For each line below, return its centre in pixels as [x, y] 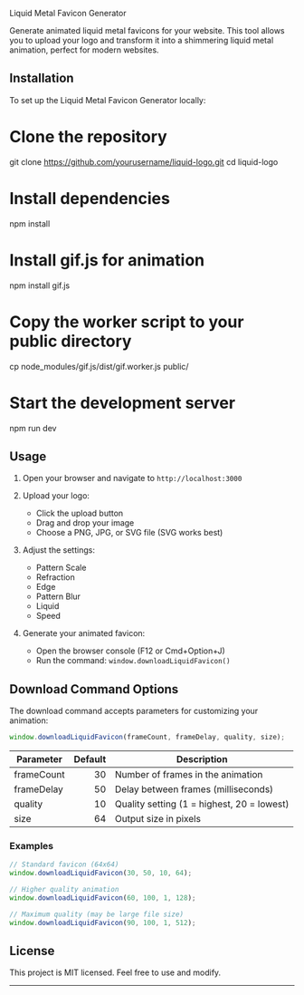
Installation [42, 78]
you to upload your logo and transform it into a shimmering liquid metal [142, 40]
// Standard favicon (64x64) [64, 865]
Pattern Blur [58, 596]
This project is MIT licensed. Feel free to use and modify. [115, 972]
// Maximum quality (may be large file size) [96, 914]
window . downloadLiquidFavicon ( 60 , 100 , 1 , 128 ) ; [103, 898]
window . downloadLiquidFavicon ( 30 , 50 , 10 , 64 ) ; [101, 874]
